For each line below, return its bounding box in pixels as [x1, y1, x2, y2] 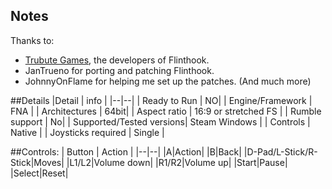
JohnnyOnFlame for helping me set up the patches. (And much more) [24, 75, 312, 87]
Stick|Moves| [10, 156, 65, 168]
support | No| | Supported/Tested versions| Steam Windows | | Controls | [10, 115, 311, 128]
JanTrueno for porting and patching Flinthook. [24, 64, 215, 76]
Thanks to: [10, 34, 55, 46]
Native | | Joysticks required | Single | [10, 126, 165, 138]
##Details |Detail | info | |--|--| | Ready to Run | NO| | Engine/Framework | [10, 94, 313, 106]
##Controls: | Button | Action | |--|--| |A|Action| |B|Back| [10, 145, 242, 158]
